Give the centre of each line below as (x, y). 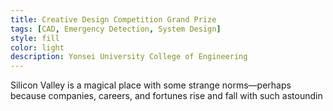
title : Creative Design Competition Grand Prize (113, 19)
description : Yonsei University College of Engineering (129, 57)
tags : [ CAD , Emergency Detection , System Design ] (116, 29)
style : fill (35, 38)
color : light (37, 47)
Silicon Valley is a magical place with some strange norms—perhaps (151, 85)
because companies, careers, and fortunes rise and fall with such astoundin (166, 96)
